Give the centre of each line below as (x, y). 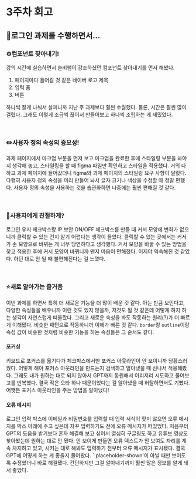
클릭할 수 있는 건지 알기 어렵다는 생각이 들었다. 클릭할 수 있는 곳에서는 (96, 237)
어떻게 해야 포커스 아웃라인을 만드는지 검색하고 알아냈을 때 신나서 (92, 368)
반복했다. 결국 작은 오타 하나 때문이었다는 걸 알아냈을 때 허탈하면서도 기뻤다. (103, 383)
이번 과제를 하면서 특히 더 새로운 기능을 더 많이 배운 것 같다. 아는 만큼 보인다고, (96, 302)
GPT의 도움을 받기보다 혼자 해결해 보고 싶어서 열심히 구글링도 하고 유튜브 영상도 (97, 434)
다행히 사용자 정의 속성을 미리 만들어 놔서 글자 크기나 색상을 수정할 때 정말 (90, 180)
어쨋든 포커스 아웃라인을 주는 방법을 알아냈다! (58, 390)
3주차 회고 (30, 12)
